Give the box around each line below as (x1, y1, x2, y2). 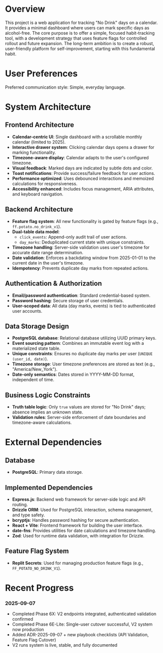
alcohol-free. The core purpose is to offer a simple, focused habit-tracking (5, 30, 155, 36)
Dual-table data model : (12, 229, 60, 235)
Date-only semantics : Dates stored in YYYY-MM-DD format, (12, 371, 135, 378)
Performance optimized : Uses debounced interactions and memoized (12, 175, 154, 181)
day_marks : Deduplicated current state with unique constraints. (19, 239, 145, 245)
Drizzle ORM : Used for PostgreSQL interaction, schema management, (12, 507, 153, 512)
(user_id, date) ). (12, 356, 48, 362)
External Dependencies (5, 437, 102, 448)
